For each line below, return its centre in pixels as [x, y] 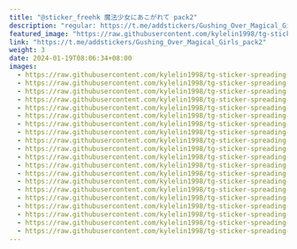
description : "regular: [53, 26]
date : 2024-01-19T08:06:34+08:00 [71, 58]
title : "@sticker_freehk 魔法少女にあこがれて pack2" [103, 17]
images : [23, 67]
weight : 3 [27, 50]
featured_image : [39, 34]
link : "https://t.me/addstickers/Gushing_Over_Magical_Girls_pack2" [138, 42]
